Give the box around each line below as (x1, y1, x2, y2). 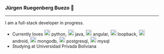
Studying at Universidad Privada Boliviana (12, 43, 97, 49)
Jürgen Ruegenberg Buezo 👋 (5, 4, 74, 11)
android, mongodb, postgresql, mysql (12, 38, 110, 44)
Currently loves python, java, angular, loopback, (12, 31, 138, 37)
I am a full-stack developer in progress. (5, 20, 84, 26)
